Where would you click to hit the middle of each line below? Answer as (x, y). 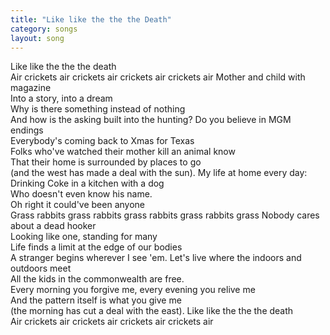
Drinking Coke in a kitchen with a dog (87, 183)
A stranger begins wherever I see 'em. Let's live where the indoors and (156, 258)
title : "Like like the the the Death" (91, 19)
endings (27, 130)
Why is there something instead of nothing (98, 109)
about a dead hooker (53, 226)
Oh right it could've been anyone (77, 205)
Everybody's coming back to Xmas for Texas (102, 141)
